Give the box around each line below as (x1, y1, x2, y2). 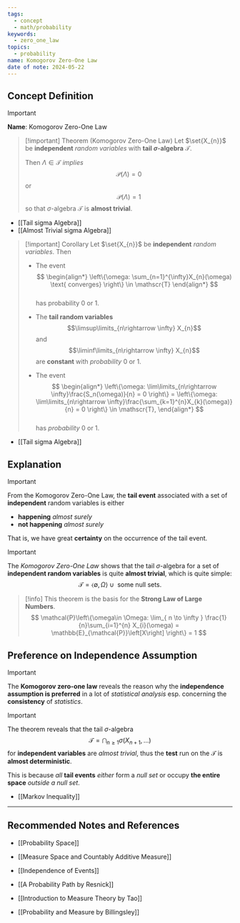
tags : (7, 10, 24, 18)
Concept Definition (7, 90, 94, 102)
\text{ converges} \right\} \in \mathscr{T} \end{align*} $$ (50, 280, 219, 289)
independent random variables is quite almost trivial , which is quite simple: (7, 569, 232, 578)
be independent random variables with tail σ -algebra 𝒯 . (24, 144, 192, 153)
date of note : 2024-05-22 (7, 64, 84, 71)
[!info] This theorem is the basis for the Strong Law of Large (24, 595, 202, 603)
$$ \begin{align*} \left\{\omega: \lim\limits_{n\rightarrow (51, 383, 217, 391)
